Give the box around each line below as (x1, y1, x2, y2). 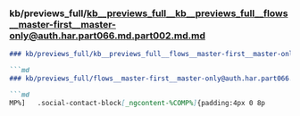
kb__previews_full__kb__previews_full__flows (86, 7, 288, 20)
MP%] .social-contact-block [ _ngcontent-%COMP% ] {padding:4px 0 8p (9, 98, 266, 107)
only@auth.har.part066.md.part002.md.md (9, 29, 206, 42)
